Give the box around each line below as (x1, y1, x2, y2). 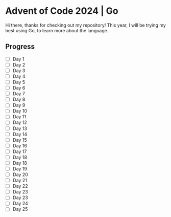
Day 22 (12, 183, 28, 189)
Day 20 (12, 171, 28, 178)
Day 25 (12, 206, 28, 212)
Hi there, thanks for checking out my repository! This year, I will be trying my (5, 22, 166, 28)
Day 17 (12, 148, 27, 155)
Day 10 (12, 108, 27, 114)
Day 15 (12, 137, 27, 143)
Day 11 (12, 114, 27, 120)
